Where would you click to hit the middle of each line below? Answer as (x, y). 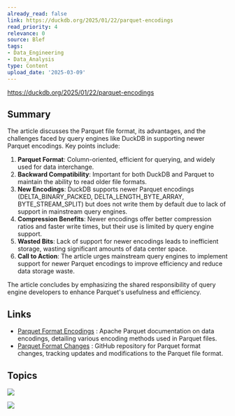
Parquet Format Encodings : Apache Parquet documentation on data (116, 331)
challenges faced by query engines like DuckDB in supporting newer (106, 139)
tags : (15, 46)
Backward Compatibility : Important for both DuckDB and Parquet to (116, 174)
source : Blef (26, 40)
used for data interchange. (56, 167)
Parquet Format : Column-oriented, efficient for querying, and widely (116, 160)
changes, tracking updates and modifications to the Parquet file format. (120, 354)
